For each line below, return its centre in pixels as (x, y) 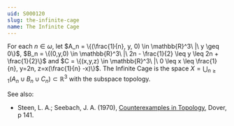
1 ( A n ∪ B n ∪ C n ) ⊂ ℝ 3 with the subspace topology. (79, 79)
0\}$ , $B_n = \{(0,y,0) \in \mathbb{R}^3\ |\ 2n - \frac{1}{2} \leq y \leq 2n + (113, 54)
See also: (21, 94)
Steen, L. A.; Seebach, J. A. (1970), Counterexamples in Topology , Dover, (122, 107)
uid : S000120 (26, 14)
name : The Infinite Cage (43, 26)
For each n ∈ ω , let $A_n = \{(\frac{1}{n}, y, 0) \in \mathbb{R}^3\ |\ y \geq (113, 47)
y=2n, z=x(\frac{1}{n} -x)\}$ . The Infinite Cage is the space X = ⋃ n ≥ (118, 69)
